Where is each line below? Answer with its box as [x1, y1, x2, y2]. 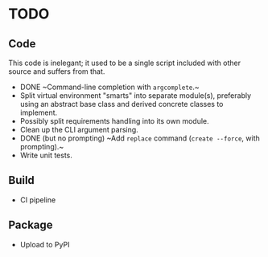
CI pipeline [19, 194, 56, 205]
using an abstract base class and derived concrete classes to [19, 100, 224, 108]
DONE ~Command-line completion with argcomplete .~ [19, 82, 200, 92]
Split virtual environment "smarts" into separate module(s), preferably [19, 91, 252, 100]
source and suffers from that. [8, 67, 105, 76]
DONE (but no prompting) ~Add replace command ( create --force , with [19, 133, 260, 143]
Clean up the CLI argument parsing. [19, 125, 138, 134]
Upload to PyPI [19, 239, 70, 249]
